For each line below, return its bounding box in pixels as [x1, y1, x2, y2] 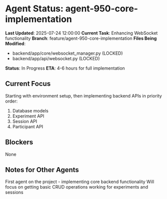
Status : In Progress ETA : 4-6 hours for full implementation [5, 65, 125, 71]
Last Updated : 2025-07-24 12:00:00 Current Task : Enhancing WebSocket [5, 30, 158, 36]
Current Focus [5, 80, 51, 88]
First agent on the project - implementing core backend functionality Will [5, 179, 155, 185]
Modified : [5, 40, 26, 46]
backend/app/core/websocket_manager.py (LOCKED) [12, 50, 123, 56]
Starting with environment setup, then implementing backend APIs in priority [5, 93, 162, 99]
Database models [12, 107, 49, 113]
